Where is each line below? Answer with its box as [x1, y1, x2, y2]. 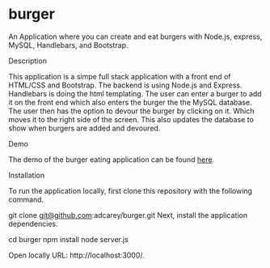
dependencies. [8, 219, 58, 228]
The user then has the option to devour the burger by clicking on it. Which [8, 106, 255, 116]
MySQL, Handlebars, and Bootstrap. [8, 40, 129, 49]
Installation [8, 170, 45, 180]
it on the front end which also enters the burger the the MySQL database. [8, 97, 252, 107]
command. [8, 194, 44, 204]
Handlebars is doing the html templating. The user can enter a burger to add [8, 88, 262, 98]
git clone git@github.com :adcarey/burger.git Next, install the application [8, 210, 248, 219]
